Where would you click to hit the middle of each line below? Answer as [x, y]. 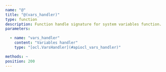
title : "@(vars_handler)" [32, 15]
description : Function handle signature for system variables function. [84, 24]
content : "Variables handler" [46, 43]
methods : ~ [17, 56]
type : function [21, 19]
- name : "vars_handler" [35, 38]
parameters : [18, 29]
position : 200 [20, 61]
